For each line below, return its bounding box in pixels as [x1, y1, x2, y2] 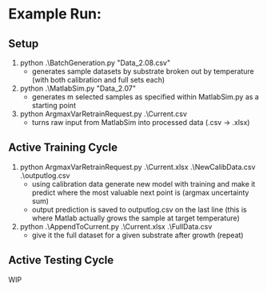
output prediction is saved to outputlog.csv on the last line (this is [31, 204, 247, 214]
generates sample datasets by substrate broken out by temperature [31, 67, 254, 76]
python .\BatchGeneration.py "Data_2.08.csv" [19, 58, 170, 67]
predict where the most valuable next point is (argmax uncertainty [31, 188, 249, 197]
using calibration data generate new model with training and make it [31, 179, 256, 188]
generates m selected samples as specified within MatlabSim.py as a [31, 92, 260, 101]
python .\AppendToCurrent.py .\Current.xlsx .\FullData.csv [19, 221, 213, 231]
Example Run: [8, 5, 102, 23]
